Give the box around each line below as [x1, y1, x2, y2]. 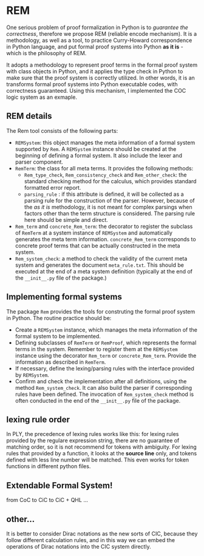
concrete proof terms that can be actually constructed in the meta [15, 242, 180, 249]
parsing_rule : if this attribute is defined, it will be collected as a [24, 190, 184, 198]
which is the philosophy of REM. [6, 49, 87, 56]
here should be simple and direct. [24, 216, 108, 223]
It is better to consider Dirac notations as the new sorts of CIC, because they [6, 530, 198, 537]
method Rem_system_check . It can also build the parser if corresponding [15, 384, 192, 391]
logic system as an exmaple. [6, 93, 78, 101]
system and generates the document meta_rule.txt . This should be [15, 261, 184, 269]
